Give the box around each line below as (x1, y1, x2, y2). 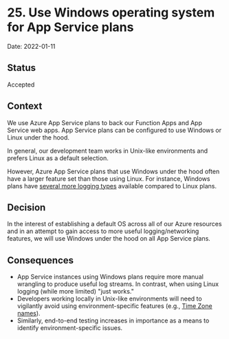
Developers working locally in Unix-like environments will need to (17, 294, 202, 303)
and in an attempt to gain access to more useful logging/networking (7, 227, 199, 235)
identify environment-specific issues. (17, 324, 122, 332)
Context (7, 100, 43, 112)
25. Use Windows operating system (7, 5, 215, 21)
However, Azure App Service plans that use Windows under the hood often (7, 167, 220, 175)
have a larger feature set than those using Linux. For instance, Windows (7, 174, 210, 183)
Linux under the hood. (7, 133, 70, 142)
